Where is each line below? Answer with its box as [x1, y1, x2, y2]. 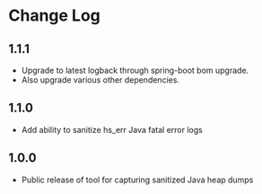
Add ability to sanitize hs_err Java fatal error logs [21, 124, 203, 135]
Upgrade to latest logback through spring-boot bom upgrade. [21, 65, 249, 75]
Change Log [8, 5, 100, 26]
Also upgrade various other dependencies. [21, 75, 180, 85]
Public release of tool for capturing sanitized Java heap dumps [21, 174, 254, 185]
